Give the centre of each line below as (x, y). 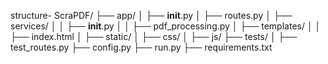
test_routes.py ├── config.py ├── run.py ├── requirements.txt (141, 47)
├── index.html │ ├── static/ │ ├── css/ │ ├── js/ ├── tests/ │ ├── (154, 36)
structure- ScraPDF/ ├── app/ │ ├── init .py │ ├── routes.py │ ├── (151, 15)
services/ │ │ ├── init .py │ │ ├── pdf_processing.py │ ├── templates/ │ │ (166, 26)
